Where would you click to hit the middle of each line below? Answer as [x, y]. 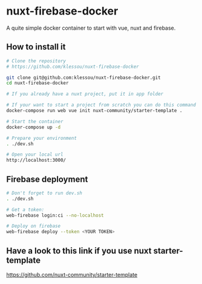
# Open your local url [35, 155]
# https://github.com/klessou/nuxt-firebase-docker [73, 67]
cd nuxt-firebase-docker [37, 83]
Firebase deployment [47, 179]
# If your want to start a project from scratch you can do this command [101, 105]
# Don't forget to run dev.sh [44, 193]
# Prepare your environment [42, 138]
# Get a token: [25, 210]
